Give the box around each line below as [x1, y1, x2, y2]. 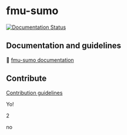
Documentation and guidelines [6, 41, 122, 51]
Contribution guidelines [6, 89, 63, 96]
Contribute [6, 74, 47, 84]
